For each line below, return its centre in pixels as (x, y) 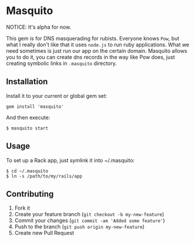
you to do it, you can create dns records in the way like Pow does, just (90, 57)
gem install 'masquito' (35, 107)
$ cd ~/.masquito (27, 171)
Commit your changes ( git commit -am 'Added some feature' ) (90, 220)
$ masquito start (27, 128)
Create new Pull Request (44, 233)
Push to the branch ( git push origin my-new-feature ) (79, 227)
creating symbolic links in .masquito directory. (61, 63)
